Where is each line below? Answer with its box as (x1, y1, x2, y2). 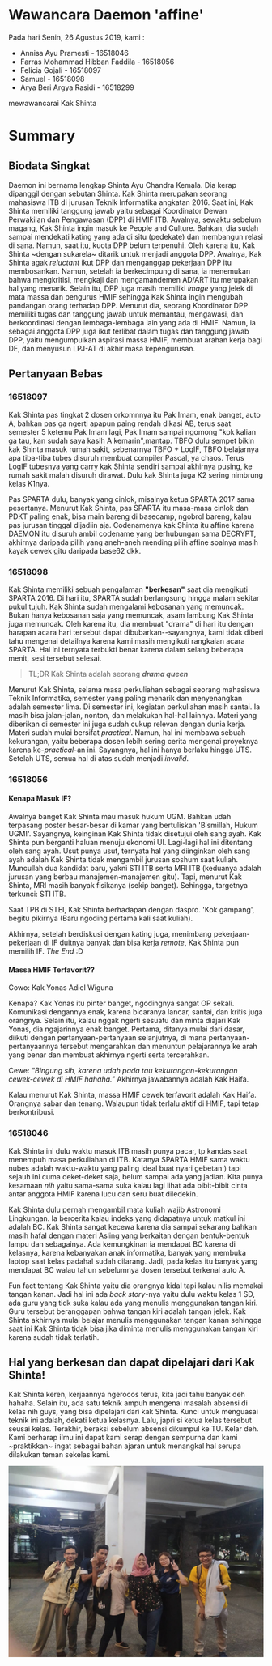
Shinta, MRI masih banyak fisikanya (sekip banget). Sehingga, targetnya (8, 881, 249, 890)
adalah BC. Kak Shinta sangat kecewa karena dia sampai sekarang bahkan (8, 1222, 257, 1231)
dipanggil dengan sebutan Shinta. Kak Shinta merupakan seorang (8, 189, 227, 198)
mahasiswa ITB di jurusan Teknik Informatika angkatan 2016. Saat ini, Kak (8, 197, 253, 207)
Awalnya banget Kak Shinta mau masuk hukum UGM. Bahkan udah (8, 812, 232, 822)
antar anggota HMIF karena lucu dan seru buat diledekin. (8, 1188, 198, 1199)
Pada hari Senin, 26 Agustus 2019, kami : (8, 32, 145, 42)
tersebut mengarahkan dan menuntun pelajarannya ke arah (60, 1042, 257, 1052)
